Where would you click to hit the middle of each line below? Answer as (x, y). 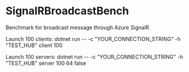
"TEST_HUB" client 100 (34, 45)
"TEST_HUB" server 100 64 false (46, 63)
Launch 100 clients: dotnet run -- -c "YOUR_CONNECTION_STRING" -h (93, 39)
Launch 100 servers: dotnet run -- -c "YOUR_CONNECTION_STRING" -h (94, 57)
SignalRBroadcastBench (67, 11)
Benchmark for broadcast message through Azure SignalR (77, 27)
